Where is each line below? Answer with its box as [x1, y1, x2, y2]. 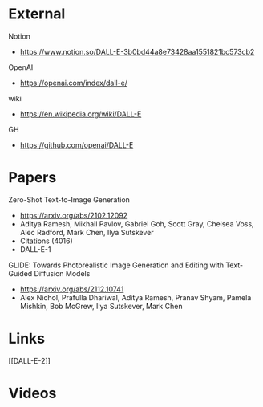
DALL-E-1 [19, 244, 51, 254]
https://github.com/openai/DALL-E [19, 140, 134, 149]
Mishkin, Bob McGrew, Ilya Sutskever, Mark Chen [19, 301, 183, 311]
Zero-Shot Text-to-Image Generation [8, 194, 131, 205]
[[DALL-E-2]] [8, 356, 51, 365]
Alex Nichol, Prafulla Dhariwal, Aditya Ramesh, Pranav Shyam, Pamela [19, 292, 252, 302]
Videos [8, 385, 57, 402]
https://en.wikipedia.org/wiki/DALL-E [19, 109, 142, 119]
